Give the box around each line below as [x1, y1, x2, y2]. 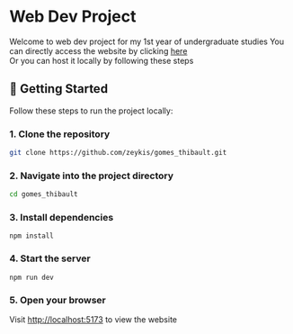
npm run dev [9, 273, 54, 282]
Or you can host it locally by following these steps [9, 55, 194, 66]
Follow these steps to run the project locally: [9, 105, 173, 116]
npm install [9, 231, 54, 240]
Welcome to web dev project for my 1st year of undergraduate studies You [9, 36, 285, 47]
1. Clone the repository [9, 128, 111, 140]
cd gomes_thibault [9, 190, 78, 199]
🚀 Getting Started [9, 81, 109, 96]
